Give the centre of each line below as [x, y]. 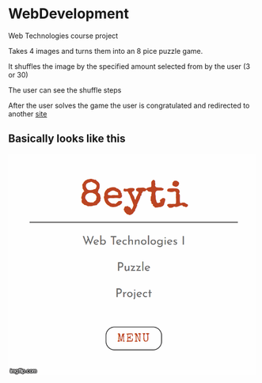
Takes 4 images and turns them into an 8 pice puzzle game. [106, 51]
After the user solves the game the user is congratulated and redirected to [129, 105]
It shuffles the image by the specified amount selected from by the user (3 [129, 66]
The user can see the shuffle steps [65, 90]
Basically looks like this [67, 139]
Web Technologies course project [63, 36]
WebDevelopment [68, 14]
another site [28, 114]
